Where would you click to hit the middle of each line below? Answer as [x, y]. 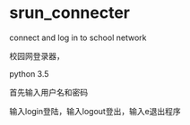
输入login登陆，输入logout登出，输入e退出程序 [95, 111]
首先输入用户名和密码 [48, 92]
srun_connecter [70, 13]
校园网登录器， [37, 55]
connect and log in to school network [78, 37]
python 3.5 [29, 73]
